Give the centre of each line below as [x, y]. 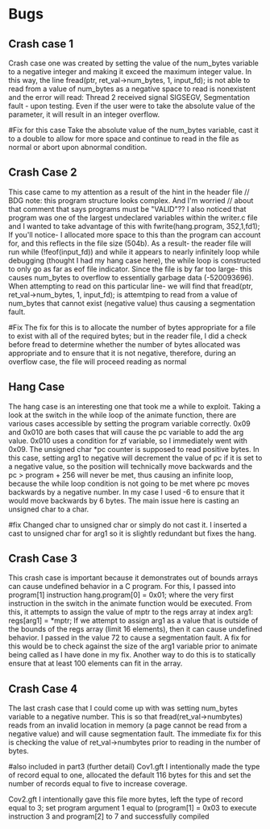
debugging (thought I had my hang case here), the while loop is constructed [135, 260]
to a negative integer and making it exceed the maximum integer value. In [130, 72]
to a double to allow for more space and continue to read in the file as [124, 139]
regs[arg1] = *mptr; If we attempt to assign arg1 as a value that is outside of [133, 620]
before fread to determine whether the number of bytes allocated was [125, 344]
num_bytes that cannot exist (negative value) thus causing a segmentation [132, 303]
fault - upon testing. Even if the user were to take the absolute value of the [132, 106]
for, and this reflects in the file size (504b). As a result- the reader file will [130, 243]
